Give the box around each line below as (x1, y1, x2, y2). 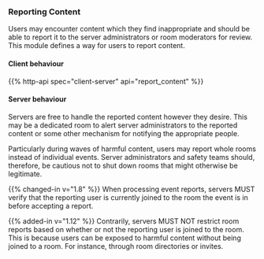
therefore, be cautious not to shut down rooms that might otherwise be (8, 161, 238, 170)
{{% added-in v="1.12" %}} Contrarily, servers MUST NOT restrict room (8, 216, 240, 226)
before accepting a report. (8, 201, 94, 210)
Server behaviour (8, 94, 67, 104)
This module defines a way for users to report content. (8, 41, 185, 50)
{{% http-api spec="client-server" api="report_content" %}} (8, 76, 204, 86)
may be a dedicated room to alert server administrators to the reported (8, 120, 238, 130)
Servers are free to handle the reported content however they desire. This (8, 112, 248, 121)
